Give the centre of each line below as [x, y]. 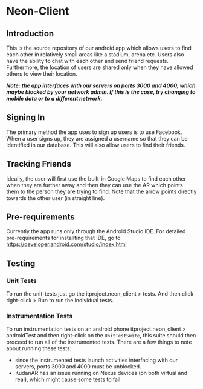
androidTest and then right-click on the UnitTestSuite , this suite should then [101, 336]
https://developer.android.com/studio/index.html [66, 244]
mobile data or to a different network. [54, 98]
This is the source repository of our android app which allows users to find [99, 48]
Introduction [30, 34]
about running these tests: [39, 348]
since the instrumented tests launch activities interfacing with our [96, 360]
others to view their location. [42, 74]
